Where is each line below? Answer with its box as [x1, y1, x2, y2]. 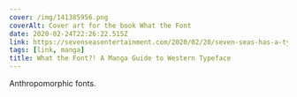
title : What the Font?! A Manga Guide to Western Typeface [9, 54, 232, 63]
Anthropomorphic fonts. [9, 78, 96, 88]
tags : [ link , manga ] [9, 46, 86, 55]
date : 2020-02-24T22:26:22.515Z [9, 29, 128, 38]
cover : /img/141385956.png [9, 12, 109, 22]
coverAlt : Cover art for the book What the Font [9, 21, 192, 30]
